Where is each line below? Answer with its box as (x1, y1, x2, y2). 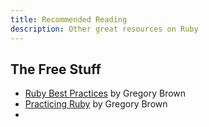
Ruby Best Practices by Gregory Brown (24, 87, 187, 100)
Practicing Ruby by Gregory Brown (24, 98, 168, 110)
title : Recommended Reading (10, 14, 128, 25)
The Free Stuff (10, 61, 102, 78)
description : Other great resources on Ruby (10, 24, 199, 34)
